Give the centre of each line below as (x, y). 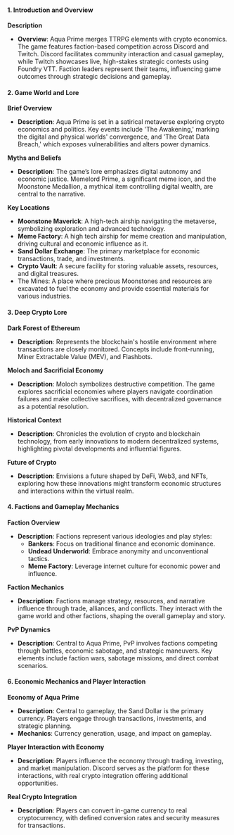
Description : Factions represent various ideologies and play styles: (115, 536)
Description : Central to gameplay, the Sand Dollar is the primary (110, 711)
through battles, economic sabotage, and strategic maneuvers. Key (115, 651)
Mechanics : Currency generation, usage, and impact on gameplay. (115, 734)
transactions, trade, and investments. (71, 259)
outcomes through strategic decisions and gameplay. (95, 77)
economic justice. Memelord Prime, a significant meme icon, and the (117, 179)
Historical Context (34, 420)
